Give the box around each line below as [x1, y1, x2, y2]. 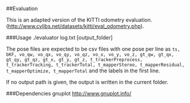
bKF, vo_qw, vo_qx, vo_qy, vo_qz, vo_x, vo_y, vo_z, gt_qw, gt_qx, [6, 52, 175, 58]
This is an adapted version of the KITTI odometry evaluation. [6, 16, 152, 23]
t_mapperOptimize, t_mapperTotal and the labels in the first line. [6, 67, 160, 74]
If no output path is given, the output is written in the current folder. [6, 79, 169, 85]
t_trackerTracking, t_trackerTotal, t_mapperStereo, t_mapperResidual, [6, 62, 185, 68]
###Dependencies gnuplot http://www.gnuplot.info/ [6, 90, 132, 97]
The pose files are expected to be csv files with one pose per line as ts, [6, 45, 181, 52]
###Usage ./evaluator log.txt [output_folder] [6, 34, 113, 41]
